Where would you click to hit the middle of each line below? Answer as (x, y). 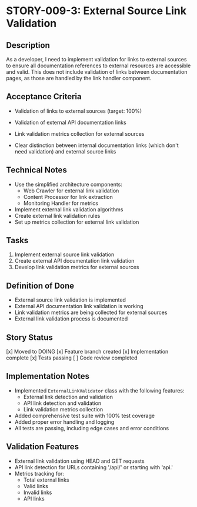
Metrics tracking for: (39, 473)
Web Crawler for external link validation (71, 191)
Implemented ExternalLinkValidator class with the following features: (99, 390)
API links (34, 498)
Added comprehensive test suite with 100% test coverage (84, 416)
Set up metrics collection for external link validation (77, 222)
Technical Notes (37, 170)
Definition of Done (40, 285)
